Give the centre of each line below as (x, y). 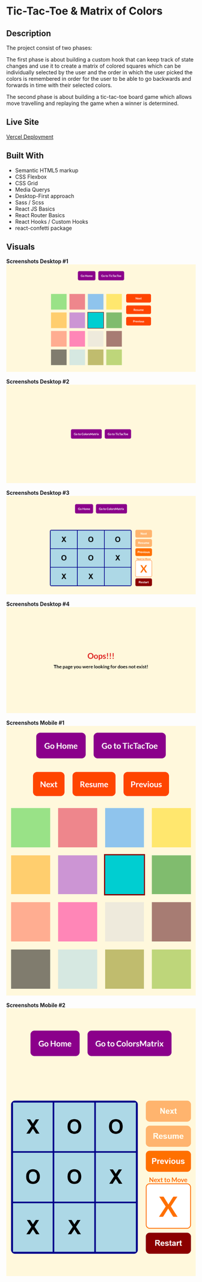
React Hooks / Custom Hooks (51, 221)
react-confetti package (43, 228)
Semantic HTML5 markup (47, 170)
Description (29, 33)
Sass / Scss (29, 202)
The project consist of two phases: (49, 48)
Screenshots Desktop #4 (38, 604)
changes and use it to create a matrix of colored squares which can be (94, 66)
